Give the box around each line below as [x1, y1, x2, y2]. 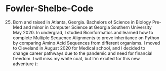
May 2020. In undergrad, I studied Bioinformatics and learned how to [12, 29, 154, 35]
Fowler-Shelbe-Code [5, 3, 93, 14]
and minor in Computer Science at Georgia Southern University [23, 24, 152, 30]
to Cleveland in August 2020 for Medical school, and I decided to [12, 45, 145, 51]
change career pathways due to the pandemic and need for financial [12, 50, 153, 56]
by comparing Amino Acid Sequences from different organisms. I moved [12, 40, 160, 46]
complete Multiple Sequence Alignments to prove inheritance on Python [12, 35, 160, 41]
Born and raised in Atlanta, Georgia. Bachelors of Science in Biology [12, 19, 151, 25]
